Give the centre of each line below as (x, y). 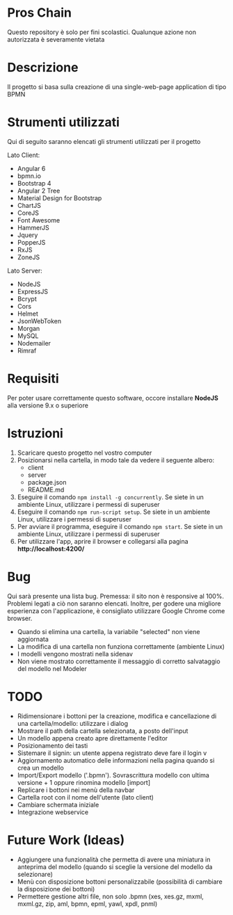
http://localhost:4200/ (51, 549)
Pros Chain (39, 13)
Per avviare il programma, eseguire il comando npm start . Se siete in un (120, 526)
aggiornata (33, 639)
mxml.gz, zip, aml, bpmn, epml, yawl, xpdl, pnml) (87, 904)
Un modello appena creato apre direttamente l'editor (93, 738)
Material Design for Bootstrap (59, 198)
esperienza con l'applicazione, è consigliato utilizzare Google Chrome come (116, 610)
